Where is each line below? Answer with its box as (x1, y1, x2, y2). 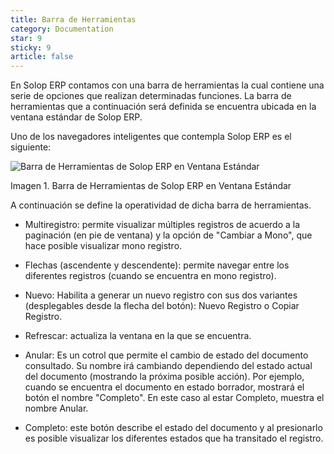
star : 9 (10, 33, 43, 43)
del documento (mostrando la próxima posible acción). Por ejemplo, (24, 371, 305, 383)
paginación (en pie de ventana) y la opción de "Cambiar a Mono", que (24, 229, 313, 241)
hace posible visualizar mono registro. (24, 240, 183, 252)
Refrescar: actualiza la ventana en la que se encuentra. (24, 330, 252, 342)
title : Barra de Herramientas (10, 14, 137, 25)
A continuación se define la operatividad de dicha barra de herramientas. (10, 199, 312, 211)
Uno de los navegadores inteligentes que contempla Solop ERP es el (10, 131, 292, 143)
